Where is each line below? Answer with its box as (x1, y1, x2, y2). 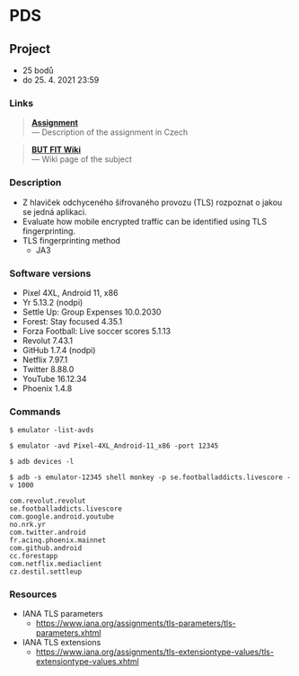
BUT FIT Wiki (31, 145, 82, 156)
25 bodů (22, 65, 54, 76)
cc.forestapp (9, 552, 58, 561)
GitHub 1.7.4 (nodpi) (22, 344, 96, 355)
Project (9, 41, 51, 57)
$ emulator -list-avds (9, 426, 94, 435)
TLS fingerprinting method (22, 235, 121, 245)
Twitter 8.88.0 (22, 363, 75, 374)
